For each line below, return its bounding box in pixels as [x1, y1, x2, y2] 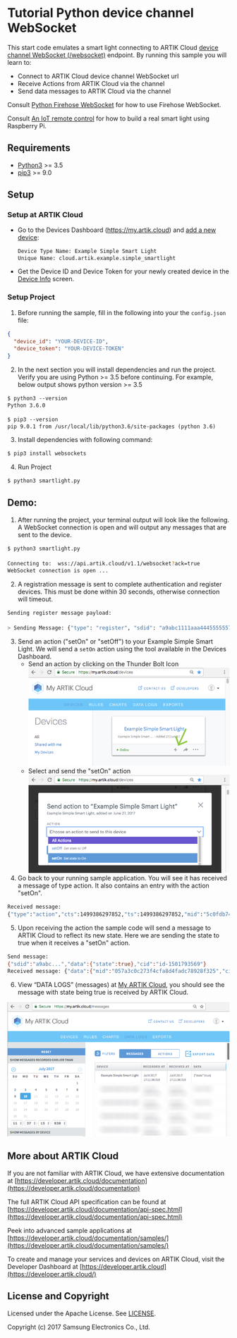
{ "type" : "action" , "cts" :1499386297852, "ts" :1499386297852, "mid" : [7, 911, 203, 918]
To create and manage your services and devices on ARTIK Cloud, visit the [7, 1255, 225, 1263]
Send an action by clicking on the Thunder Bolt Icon [28, 659, 179, 668]
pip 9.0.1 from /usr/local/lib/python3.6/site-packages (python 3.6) [7, 423, 217, 431]
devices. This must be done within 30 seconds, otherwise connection [17, 587, 220, 596]
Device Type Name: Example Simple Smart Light [17, 248, 157, 255]
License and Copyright [7, 1290, 109, 1302]
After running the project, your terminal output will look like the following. [17, 515, 230, 524]
